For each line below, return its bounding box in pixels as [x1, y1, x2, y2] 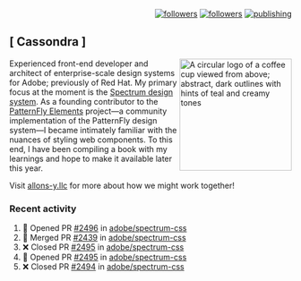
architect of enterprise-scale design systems [9, 67, 176, 78]
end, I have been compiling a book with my [9, 143, 168, 154]
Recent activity [9, 202, 77, 215]
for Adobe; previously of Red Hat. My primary [9, 77, 177, 88]
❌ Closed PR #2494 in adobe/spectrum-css [21, 261, 185, 272]
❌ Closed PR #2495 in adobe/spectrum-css [21, 242, 185, 252]
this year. [9, 162, 43, 174]
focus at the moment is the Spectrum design [9, 86, 174, 98]
